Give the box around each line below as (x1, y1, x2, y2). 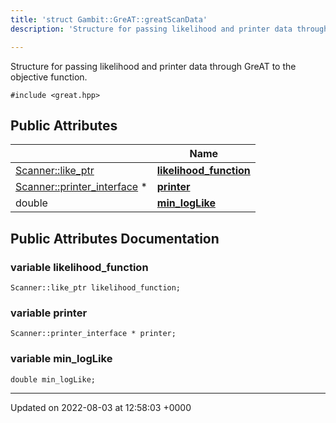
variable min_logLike (10, 352, 113, 366)
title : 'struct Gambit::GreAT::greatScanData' (10, 14, 208, 25)
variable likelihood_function (10, 260, 149, 274)
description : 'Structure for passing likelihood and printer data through (10, 24, 329, 34)
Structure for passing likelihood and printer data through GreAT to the (10, 60, 297, 72)
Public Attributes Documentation (10, 230, 220, 247)
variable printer (10, 306, 88, 320)
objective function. (10, 71, 88, 83)
